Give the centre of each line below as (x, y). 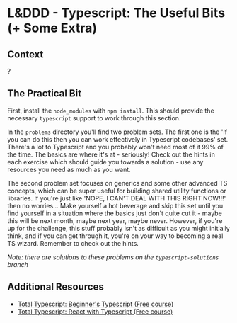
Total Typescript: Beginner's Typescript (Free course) (96, 304)
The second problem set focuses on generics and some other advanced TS (117, 183)
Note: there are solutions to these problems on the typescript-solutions (113, 257)
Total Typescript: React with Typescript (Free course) (95, 311)
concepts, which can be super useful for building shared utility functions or (117, 191)
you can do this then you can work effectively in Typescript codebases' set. (118, 139)
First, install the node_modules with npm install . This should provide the (111, 110)
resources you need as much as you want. (69, 169)
